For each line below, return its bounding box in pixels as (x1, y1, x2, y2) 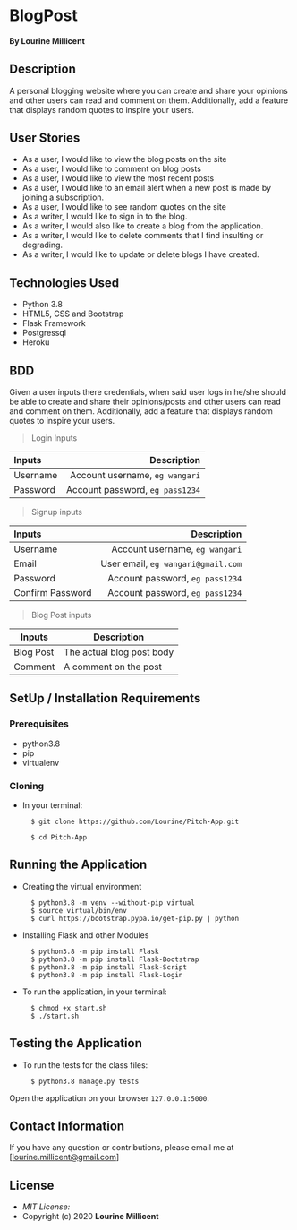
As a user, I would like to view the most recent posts (21, 173, 215, 184)
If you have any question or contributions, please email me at (9, 1142, 234, 1153)
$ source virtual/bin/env (30, 906, 127, 915)
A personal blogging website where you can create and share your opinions (9, 85, 288, 96)
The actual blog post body (64, 646, 174, 658)
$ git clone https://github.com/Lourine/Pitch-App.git (30, 817, 240, 827)
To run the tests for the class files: (21, 1059, 148, 1071)
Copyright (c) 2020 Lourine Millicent (21, 1211, 159, 1222)
